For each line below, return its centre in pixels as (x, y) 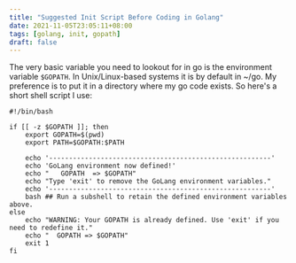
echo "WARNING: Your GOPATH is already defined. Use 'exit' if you (152, 220)
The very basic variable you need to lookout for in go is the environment (140, 67)
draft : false (33, 42)
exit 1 (37, 244)
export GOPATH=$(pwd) (65, 135)
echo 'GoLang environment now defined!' (101, 166)
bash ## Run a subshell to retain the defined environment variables (156, 197)
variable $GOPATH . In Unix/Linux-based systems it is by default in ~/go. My (143, 77)
